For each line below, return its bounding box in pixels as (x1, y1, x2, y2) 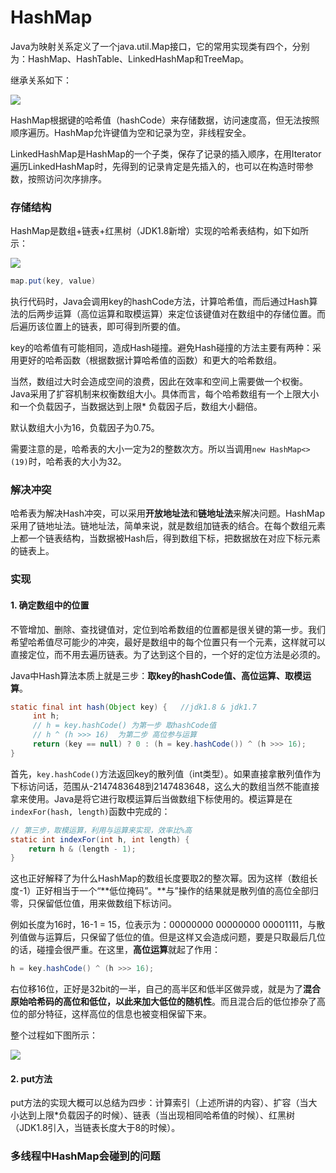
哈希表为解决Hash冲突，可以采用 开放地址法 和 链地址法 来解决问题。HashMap (10, 507, 325, 520)
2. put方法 (10, 1072, 53, 1085)
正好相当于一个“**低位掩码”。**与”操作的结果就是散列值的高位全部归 (35, 885, 319, 897)
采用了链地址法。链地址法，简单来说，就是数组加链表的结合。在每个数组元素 (10, 520, 326, 532)
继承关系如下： (10, 74, 72, 86)
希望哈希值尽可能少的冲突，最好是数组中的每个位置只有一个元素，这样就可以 (10, 636, 326, 648)
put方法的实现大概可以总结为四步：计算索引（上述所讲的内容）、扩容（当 (10, 1097, 309, 1109)
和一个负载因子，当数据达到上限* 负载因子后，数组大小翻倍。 (10, 401, 263, 413)
